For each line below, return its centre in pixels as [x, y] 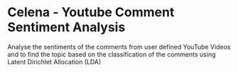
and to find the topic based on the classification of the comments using [112, 54]
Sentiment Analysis [66, 27]
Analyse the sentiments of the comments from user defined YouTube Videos [119, 47]
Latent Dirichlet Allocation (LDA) [54, 61]
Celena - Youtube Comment [91, 12]
